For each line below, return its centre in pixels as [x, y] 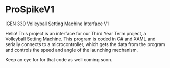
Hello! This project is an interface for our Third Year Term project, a [76, 33]
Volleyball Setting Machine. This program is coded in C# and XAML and [80, 39]
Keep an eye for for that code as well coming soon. [59, 59]
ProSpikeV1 [30, 9]
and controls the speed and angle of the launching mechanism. [72, 50]
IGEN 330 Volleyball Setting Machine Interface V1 [57, 24]
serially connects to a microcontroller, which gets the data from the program [85, 44]
